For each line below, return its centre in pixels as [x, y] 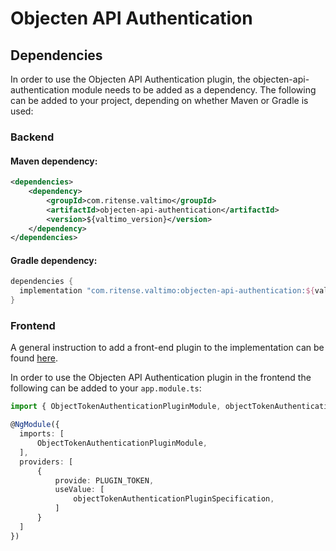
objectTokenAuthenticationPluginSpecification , [174, 499]
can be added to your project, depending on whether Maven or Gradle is [159, 100]
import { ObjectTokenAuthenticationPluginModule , [116, 407]
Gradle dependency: [54, 260]
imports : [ [42, 434]
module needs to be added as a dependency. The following [194, 90]
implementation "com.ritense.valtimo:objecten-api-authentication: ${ [167, 291]
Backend [32, 137]
